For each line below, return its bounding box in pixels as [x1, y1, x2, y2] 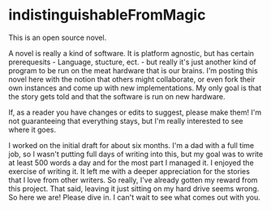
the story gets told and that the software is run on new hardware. [8, 91, 226, 101]
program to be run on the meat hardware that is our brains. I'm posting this [8, 65, 258, 75]
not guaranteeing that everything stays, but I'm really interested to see [8, 116, 243, 125]
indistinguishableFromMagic [8, 6, 206, 24]
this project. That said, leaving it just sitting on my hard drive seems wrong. [8, 183, 260, 193]
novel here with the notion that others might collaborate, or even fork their [8, 74, 256, 84]
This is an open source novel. [8, 33, 107, 42]
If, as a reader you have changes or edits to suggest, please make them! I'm [8, 107, 262, 117]
